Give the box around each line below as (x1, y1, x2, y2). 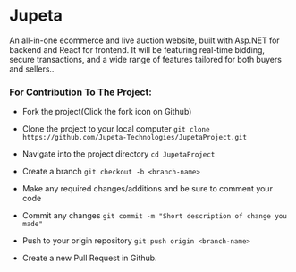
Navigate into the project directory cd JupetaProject (21, 149, 216, 159)
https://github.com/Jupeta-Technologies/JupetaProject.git (21, 133, 248, 142)
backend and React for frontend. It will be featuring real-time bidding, (9, 44, 266, 55)
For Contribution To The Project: (9, 86, 152, 98)
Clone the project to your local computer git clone (21, 123, 210, 134)
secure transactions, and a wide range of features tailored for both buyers (9, 54, 282, 64)
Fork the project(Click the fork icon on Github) (21, 106, 192, 117)
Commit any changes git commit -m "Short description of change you (21, 210, 288, 221)
